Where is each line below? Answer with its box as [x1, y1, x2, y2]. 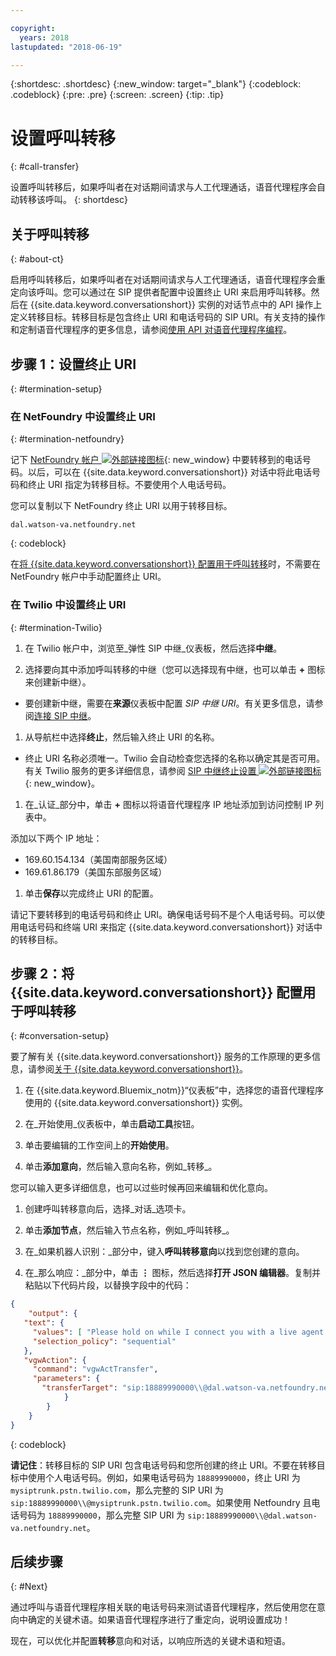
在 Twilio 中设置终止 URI [10, 598, 127, 612]
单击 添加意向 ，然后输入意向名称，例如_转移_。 [24, 1161, 218, 1173]
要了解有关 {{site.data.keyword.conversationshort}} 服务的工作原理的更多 [10, 1051, 313, 1063]
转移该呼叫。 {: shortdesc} [18, 194, 128, 206]
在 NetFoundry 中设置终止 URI [10, 409, 156, 423]
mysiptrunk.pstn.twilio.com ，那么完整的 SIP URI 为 [10, 1484, 224, 1496]
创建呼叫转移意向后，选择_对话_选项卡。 [24, 1203, 192, 1215]
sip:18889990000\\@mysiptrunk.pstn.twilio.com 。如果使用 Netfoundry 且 [10, 1496, 312, 1508]
